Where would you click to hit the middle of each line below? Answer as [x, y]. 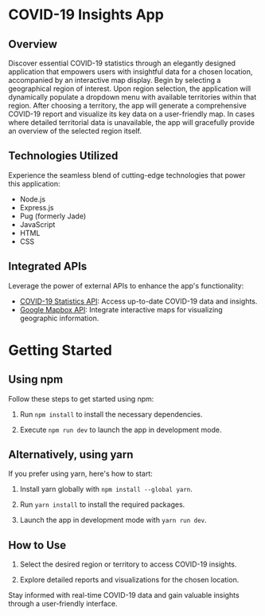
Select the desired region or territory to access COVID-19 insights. [128, 564]
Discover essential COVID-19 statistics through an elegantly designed [122, 63]
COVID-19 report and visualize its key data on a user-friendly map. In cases [132, 114]
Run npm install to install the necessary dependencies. [111, 414]
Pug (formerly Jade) [53, 216]
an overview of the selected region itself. [75, 131]
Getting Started [60, 350]
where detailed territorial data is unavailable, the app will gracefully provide [131, 122]
